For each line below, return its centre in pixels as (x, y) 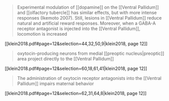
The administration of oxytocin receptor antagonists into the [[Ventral (89, 78)
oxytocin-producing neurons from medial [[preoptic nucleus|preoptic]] (91, 53)
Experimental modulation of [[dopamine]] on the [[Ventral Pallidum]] (88, 7)
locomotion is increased (42, 34)
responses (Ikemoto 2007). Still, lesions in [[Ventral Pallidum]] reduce (89, 18)
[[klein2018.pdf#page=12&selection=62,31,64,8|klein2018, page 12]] (76, 93)
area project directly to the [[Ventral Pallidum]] (66, 59)
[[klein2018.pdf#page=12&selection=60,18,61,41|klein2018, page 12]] (76, 68)
